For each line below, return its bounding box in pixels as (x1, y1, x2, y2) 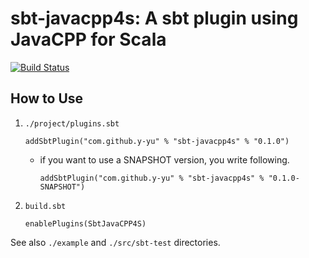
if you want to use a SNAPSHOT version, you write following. (39, 153, 290, 166)
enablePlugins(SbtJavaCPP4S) (24, 218, 147, 229)
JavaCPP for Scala (10, 28, 167, 51)
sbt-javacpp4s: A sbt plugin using (10, 7, 299, 30)
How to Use (10, 90, 84, 107)
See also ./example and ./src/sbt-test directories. (10, 236, 221, 248)
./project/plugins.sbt (24, 118, 120, 129)
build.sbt (24, 201, 67, 211)
